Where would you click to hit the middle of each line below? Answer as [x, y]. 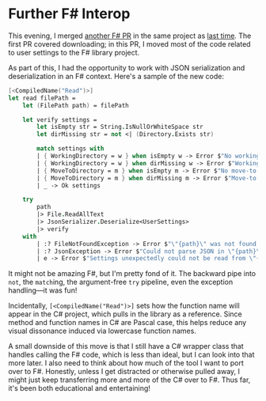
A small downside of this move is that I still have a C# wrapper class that [126, 346]
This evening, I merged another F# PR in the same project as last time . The [130, 36]
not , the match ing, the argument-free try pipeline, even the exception [121, 282]
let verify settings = [60, 119]
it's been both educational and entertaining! [79, 388]
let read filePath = [42, 98]
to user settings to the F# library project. [74, 52]
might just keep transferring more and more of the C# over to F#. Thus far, [129, 380]
